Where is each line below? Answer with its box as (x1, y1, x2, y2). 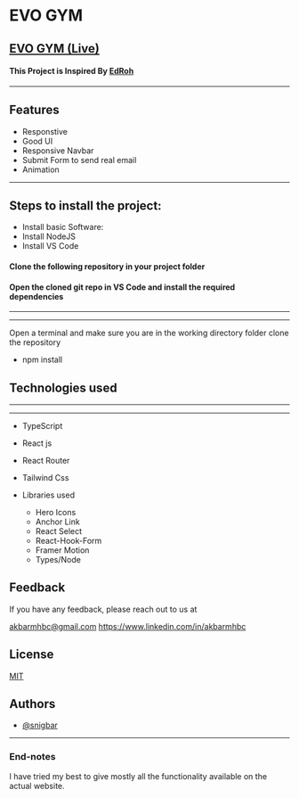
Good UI (21, 136, 53, 146)
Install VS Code (21, 241, 79, 251)
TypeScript (21, 421, 63, 432)
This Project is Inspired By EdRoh (9, 66, 134, 77)
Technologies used (9, 380, 117, 395)
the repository (9, 337, 61, 348)
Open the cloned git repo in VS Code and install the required (9, 282, 236, 292)
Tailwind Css (21, 473, 69, 483)
